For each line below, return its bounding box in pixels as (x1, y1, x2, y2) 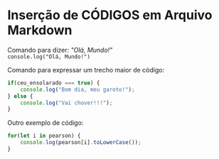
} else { (7, 92, 33, 99)
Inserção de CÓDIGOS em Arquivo (7, 7, 213, 23)
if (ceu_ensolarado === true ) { (7, 79, 100, 87)
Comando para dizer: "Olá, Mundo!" (7, 45, 113, 54)
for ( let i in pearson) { (7, 132, 81, 140)
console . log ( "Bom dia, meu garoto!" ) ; (20, 86, 135, 93)
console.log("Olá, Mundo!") (7, 53, 91, 60)
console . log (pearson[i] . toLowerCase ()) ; (20, 139, 141, 146)
